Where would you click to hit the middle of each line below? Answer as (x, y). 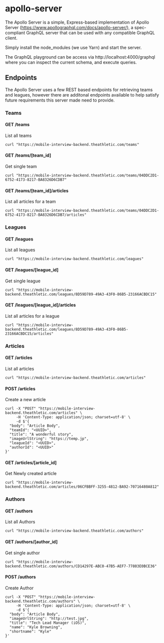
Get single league (23, 281)
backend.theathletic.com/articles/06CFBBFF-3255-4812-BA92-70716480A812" (82, 487)
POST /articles (20, 389)
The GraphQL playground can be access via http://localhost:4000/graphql (80, 57)
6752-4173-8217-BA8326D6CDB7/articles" (46, 215)
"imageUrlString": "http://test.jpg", (49, 618)
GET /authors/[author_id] (31, 542)
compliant (15, 33)
